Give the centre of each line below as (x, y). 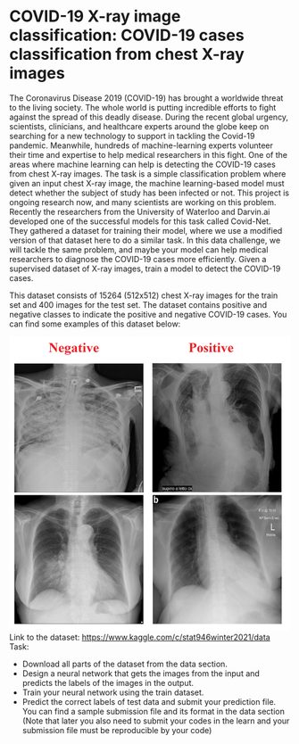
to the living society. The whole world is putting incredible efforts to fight (143, 107)
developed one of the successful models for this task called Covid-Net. (140, 221)
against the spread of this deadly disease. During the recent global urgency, (149, 117)
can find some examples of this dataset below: (95, 324)
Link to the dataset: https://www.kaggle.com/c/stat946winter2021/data (140, 637)
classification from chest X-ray (127, 54)
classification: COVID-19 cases (127, 35)
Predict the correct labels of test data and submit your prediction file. (149, 702)
